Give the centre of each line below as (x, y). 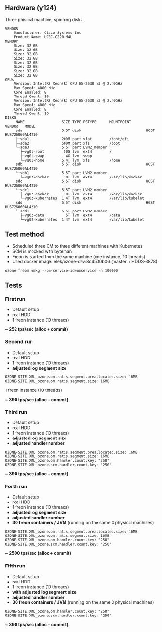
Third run (16, 412)
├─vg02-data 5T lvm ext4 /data (70, 215)
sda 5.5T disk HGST (85, 130)
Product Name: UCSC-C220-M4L (43, 37)
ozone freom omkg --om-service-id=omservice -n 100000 (62, 270)
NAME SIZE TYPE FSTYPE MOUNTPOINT (73, 122)
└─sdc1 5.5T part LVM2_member (62, 190)
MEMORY (12, 41)
